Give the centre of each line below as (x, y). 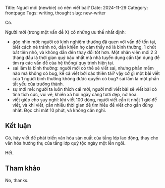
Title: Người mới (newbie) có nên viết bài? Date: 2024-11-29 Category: (77, 8)
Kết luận (18, 126)
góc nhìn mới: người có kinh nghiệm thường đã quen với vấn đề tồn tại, (84, 42)
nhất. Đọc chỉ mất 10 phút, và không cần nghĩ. (59, 110)
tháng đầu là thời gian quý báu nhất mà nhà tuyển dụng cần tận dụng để (86, 58)
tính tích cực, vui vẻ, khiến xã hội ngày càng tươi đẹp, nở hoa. (75, 94)
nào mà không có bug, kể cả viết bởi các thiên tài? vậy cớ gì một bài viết (86, 73)
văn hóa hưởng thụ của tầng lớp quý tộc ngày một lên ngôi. (65, 143)
